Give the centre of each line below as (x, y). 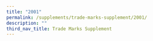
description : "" (27, 23)
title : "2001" (24, 12)
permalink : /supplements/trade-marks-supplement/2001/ (77, 17)
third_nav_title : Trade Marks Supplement (59, 29)
